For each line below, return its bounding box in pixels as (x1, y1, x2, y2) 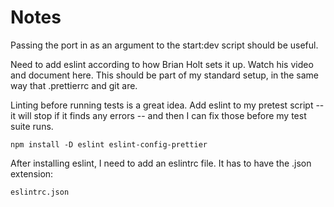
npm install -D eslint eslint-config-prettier (10, 139, 208, 150)
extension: (10, 167, 54, 180)
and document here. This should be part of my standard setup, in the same (10, 69, 319, 81)
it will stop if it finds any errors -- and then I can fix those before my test (10, 109, 307, 121)
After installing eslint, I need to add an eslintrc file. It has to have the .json (10, 157, 312, 169)
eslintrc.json (10, 187, 70, 197)
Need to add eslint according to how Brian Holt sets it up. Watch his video (10, 58, 314, 70)
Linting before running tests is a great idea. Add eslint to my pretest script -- (10, 99, 325, 111)
